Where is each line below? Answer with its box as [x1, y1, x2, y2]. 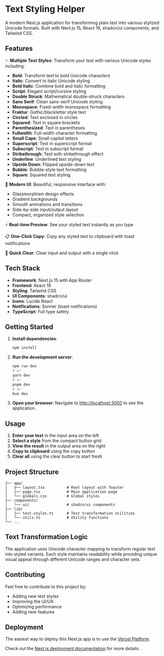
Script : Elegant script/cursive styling [12, 88, 87, 94]
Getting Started [5, 323, 54, 331]
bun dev [12, 391, 28, 396]
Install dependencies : [12, 336, 57, 342]
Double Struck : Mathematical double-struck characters [12, 93, 125, 99]
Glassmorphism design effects [12, 191, 75, 197]
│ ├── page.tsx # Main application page [5, 489, 118, 494]
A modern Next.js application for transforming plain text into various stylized [5, 20, 160, 26]
